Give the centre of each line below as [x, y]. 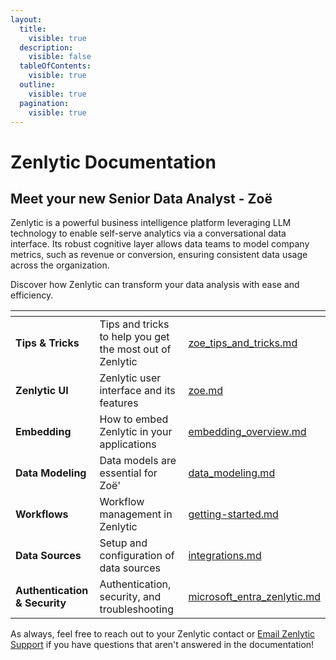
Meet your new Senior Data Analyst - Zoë [141, 198]
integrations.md [225, 556]
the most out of [135, 349]
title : [33, 29]
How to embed [134, 419]
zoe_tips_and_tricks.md [243, 343]
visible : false [60, 57]
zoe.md [206, 391]
